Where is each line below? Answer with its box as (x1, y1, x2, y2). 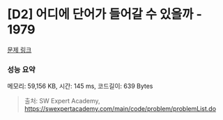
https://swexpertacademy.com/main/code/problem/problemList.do (24, 105, 217, 113)
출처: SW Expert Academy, (24, 97, 100, 105)
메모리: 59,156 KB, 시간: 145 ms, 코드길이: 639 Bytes (7, 82, 153, 91)
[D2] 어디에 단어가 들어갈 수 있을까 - (7, 6, 202, 22)
